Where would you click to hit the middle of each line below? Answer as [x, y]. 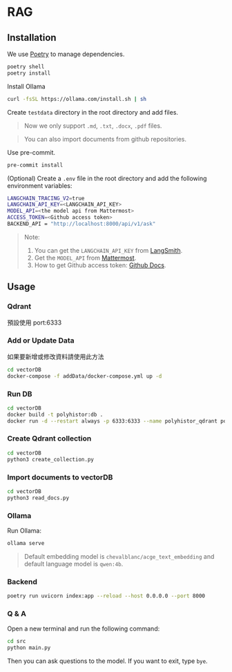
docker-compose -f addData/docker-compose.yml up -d [85, 376]
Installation [32, 38]
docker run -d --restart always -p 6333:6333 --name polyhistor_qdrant [112, 421]
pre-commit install [35, 165]
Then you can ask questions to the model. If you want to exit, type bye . [108, 661]
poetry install [29, 73]
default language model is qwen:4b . [74, 564]
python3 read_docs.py [38, 498]
